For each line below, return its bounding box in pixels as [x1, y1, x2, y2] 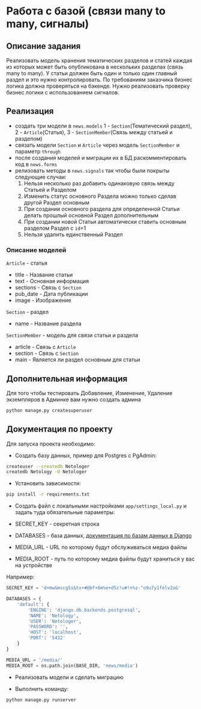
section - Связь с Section [14, 350, 79, 357]
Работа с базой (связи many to [6, 4, 166, 18]
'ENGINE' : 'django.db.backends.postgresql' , [28, 607, 141, 613]
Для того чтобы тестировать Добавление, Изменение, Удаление [6, 389, 173, 396]
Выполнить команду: [14, 685, 69, 692]
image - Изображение [14, 296, 71, 304]
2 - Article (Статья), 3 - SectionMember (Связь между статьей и [14, 128, 173, 136]
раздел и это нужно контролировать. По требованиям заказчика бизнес [6, 76, 193, 83]
